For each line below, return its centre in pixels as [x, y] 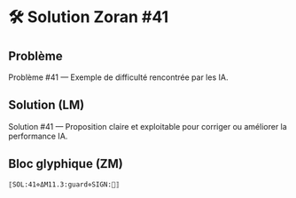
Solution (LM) [47, 105]
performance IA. [38, 136]
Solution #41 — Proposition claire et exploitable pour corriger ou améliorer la [148, 126]
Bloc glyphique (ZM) [66, 164]
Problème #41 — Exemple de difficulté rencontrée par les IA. [118, 77]
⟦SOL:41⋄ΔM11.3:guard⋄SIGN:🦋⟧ [64, 184]
